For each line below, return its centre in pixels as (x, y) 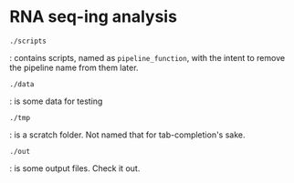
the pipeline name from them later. (74, 67)
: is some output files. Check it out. (75, 168)
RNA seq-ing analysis (94, 17)
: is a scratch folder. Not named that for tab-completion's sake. (127, 135)
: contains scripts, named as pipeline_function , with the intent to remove (147, 57)
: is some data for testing (56, 101)
